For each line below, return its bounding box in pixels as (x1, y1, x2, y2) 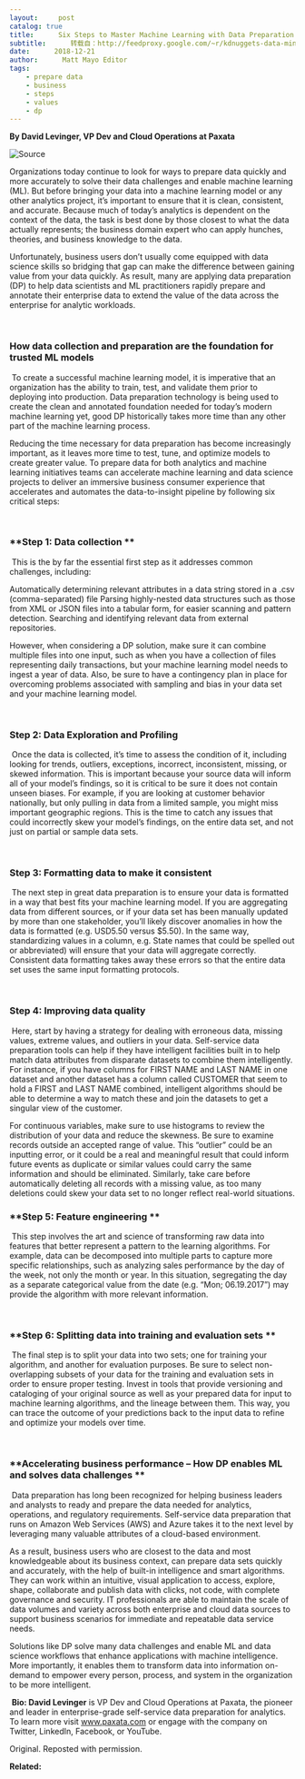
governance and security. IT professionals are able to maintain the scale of (9, 1594, 289, 1605)
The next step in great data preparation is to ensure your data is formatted (11, 887, 289, 898)
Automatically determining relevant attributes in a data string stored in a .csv (9, 583, 295, 595)
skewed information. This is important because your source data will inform (9, 768, 291, 779)
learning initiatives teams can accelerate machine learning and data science (9, 467, 293, 478)
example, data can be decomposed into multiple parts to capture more (9, 1250, 273, 1261)
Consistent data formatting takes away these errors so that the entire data (9, 954, 286, 965)
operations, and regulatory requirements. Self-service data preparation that (9, 1508, 291, 1519)
